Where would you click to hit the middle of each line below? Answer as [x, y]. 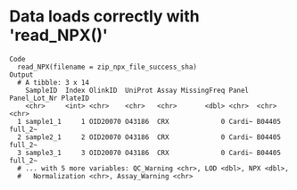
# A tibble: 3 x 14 [54, 82]
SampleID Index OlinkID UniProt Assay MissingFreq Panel [137, 90]
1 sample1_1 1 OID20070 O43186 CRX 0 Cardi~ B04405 [149, 121]
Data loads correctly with [104, 17]
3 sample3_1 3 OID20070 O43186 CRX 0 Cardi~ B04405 [149, 153]
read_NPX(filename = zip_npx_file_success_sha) [107, 67]
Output [21, 74]
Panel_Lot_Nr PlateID [49, 98]
